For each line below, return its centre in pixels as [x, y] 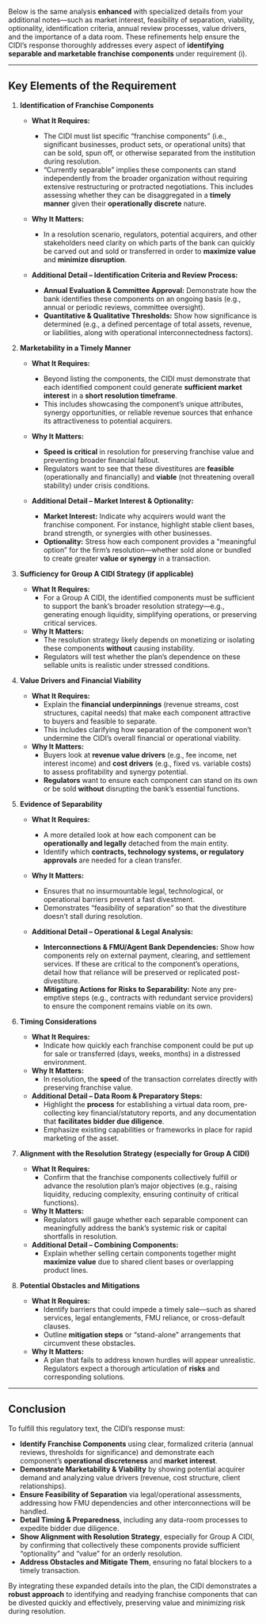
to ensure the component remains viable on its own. [128, 1006]
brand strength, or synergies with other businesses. [127, 533]
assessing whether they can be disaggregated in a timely [137, 195]
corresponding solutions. [84, 1376]
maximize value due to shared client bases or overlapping [139, 1261]
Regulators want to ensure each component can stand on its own [150, 780]
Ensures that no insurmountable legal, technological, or [133, 891]
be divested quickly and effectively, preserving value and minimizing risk [127, 1603]
